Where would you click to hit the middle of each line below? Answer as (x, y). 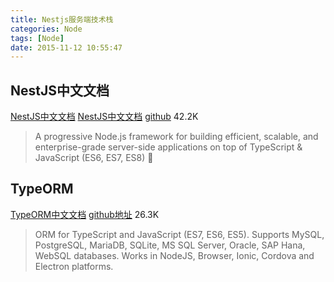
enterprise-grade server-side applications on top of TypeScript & (168, 147)
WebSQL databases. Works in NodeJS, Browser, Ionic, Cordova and (174, 255)
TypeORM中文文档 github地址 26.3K (85, 214)
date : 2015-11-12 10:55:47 (66, 47)
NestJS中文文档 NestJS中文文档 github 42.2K (104, 117)
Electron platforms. (74, 266)
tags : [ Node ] (37, 38)
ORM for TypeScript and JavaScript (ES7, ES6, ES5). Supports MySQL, (179, 234)
